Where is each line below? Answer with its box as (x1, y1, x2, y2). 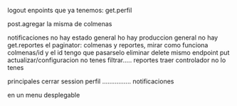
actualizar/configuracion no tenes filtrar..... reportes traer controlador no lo (7, 56, 226, 64)
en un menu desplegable (7, 91, 80, 99)
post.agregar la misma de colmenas (7, 20, 112, 28)
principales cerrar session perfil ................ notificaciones (7, 77, 174, 86)
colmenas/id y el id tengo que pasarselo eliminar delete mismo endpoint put (7, 49, 230, 57)
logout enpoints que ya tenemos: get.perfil (7, 6, 132, 14)
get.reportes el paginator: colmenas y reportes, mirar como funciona (7, 41, 209, 49)
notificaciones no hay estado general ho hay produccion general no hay (7, 33, 218, 42)
